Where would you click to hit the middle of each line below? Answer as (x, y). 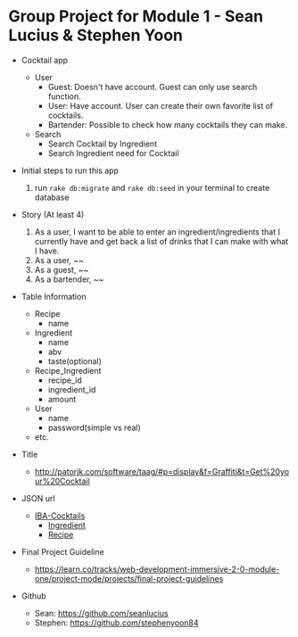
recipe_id (65, 380)
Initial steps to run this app (70, 170)
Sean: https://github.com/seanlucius (101, 613)
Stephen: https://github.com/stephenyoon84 (116, 623)
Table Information (54, 296)
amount (62, 399)
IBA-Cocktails (60, 516)
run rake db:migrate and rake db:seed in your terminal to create (152, 187)
